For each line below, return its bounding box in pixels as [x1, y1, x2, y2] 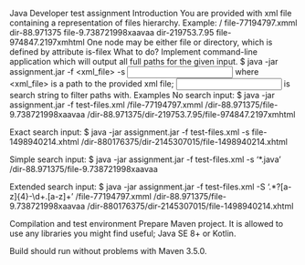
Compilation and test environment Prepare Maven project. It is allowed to [9, 219, 284, 229]
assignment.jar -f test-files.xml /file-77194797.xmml [9, 99, 204, 110]
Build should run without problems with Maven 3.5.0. [9, 246, 207, 256]
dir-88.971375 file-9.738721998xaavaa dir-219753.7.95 [9, 27, 215, 37]
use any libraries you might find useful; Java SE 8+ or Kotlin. [9, 228, 237, 239]
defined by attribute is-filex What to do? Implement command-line [9, 46, 258, 57]
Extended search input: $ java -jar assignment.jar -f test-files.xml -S [9, 181, 266, 192]
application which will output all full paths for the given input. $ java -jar [9, 56, 279, 66]
